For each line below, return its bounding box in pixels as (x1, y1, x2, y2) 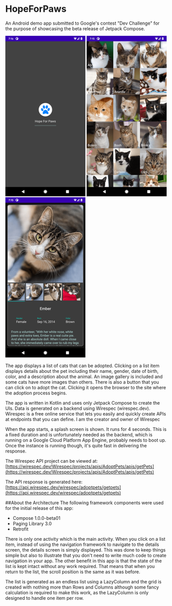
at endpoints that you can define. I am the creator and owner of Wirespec (5, 416, 160, 423)
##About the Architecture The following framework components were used (5, 500, 164, 506)
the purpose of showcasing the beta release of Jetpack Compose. (5, 25, 145, 31)
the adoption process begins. (5, 390, 68, 396)
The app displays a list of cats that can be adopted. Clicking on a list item (5, 363, 160, 369)
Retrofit (12, 526, 29, 532)
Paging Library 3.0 (12, 521, 52, 527)
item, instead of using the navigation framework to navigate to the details (5, 541, 160, 547)
